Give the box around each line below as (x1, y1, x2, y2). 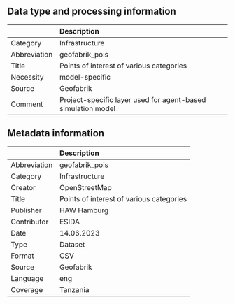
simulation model (59, 103, 116, 113)
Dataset (59, 239, 85, 249)
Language (10, 273, 44, 283)
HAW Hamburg (59, 205, 109, 215)
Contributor (10, 217, 49, 226)
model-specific (59, 72, 111, 82)
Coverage (10, 284, 43, 294)
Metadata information (7, 127, 105, 139)
